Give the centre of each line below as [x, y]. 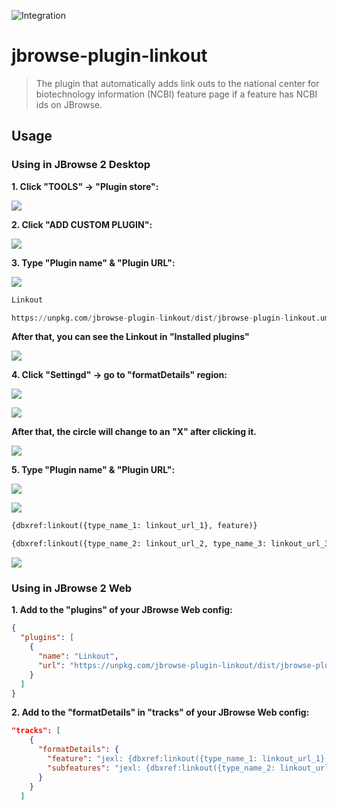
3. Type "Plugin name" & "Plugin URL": [93, 262]
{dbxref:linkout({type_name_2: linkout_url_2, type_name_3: [139, 544]
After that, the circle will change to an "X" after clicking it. [134, 432]
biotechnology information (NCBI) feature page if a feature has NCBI [176, 94]
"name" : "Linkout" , [78, 656]
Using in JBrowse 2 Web [71, 588]
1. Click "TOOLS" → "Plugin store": [85, 186]
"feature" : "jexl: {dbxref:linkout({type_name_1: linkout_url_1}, [188, 759]
